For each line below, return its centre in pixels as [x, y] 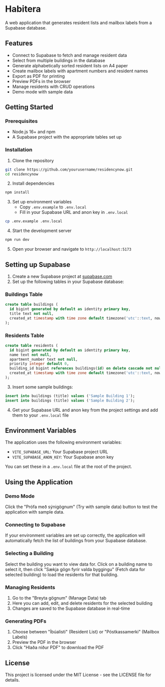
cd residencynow [22, 174]
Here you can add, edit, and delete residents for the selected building [82, 603]
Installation [19, 150]
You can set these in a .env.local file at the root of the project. [69, 467]
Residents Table [25, 335]
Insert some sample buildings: [42, 387]
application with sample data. [35, 512]
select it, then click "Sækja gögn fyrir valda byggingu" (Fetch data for [75, 569]
